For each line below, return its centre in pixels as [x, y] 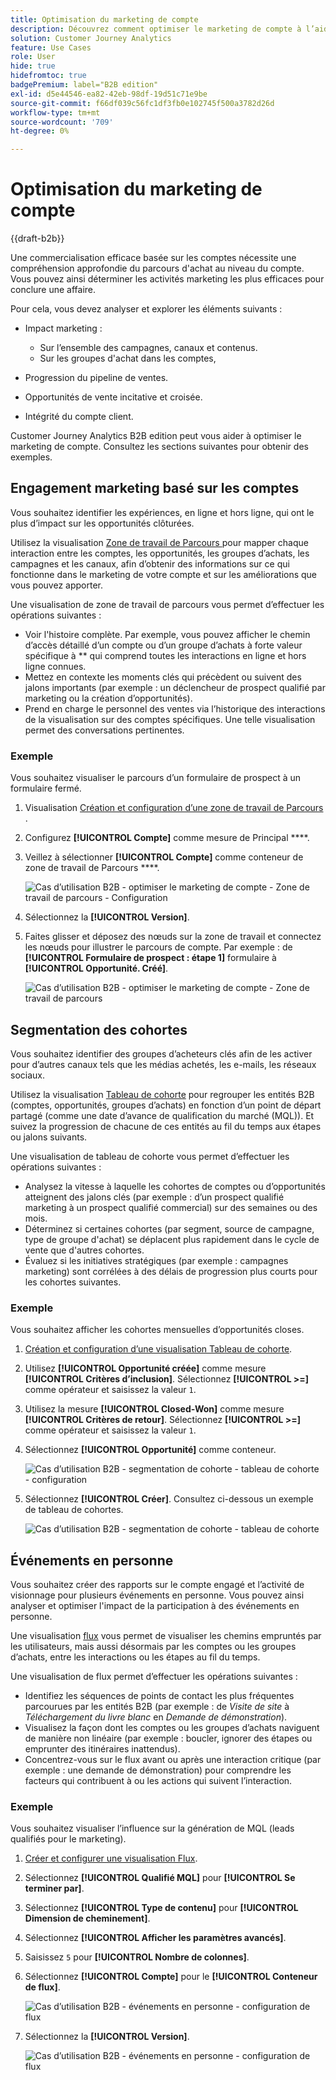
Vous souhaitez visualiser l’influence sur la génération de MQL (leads [152, 1828]
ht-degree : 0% [40, 131]
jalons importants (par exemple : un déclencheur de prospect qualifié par [175, 687]
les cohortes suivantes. [73, 1282]
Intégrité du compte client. [79, 417]
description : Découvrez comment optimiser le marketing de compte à [156, 29]
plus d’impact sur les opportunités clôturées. [102, 523]
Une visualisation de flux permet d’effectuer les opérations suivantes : [154, 1677]
